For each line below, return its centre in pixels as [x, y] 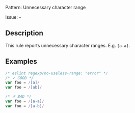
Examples [21, 61]
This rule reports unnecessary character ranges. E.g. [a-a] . [68, 45]
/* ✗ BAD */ [18, 97]
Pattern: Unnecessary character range [46, 7]
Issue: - [13, 17]
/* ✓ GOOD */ [20, 78]
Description [24, 33]
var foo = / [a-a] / [25, 101]
